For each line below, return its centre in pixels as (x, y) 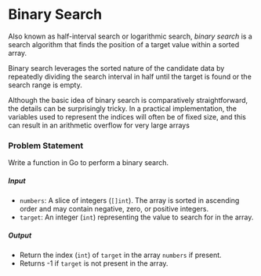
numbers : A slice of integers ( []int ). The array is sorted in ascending (129, 201)
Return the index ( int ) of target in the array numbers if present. (120, 255)
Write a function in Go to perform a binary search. (89, 163)
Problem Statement (46, 145)
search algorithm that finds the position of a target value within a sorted (124, 44)
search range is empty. (45, 85)
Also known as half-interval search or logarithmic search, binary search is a (130, 36)
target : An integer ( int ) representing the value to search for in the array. (136, 217)
